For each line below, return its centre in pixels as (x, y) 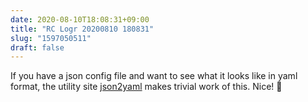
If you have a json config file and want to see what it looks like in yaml (154, 76)
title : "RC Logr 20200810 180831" (82, 29)
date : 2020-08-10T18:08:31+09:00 (80, 19)
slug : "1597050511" (51, 38)
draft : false (37, 47)
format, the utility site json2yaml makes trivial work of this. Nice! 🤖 (146, 87)
